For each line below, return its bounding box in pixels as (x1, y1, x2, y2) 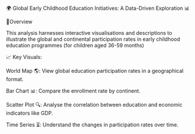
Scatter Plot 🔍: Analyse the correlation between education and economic (6, 101, 183, 108)
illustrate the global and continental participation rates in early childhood (6, 36, 180, 43)
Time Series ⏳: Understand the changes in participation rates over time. (6, 121, 179, 128)
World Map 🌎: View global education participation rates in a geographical (6, 68, 184, 74)
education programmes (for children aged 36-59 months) (6, 42, 144, 48)
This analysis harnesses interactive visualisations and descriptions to (6, 30, 172, 36)
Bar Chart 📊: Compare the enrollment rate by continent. (6, 87, 141, 94)
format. (6, 76, 24, 83)
